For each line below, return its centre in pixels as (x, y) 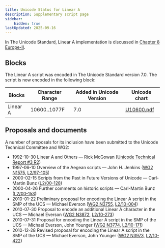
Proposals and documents (46, 130)
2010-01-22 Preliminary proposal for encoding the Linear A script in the (84, 199)
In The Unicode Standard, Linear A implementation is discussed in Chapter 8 (82, 42)
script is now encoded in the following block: (50, 80)
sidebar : (14, 19)
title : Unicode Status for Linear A (42, 10)
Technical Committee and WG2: (37, 147)
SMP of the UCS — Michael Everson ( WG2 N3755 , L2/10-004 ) (75, 204)
